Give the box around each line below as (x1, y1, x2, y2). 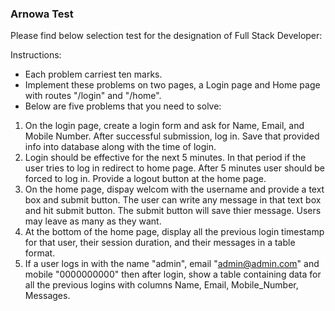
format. (24, 247, 56, 259)
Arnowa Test (10, 7, 74, 21)
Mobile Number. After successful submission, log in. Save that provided (24, 130, 320, 142)
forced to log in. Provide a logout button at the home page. (24, 173, 267, 185)
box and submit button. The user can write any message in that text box (24, 194, 322, 206)
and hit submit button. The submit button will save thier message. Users (24, 205, 322, 217)
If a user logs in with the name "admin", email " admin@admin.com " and (24, 258, 320, 270)
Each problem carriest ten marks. (24, 68, 163, 81)
